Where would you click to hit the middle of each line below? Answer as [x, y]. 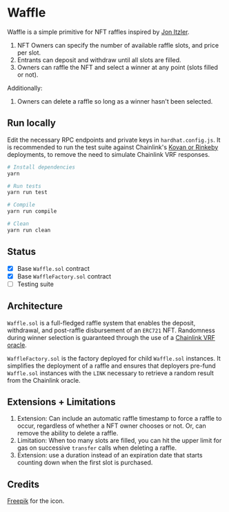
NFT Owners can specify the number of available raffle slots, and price [118, 45]
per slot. [29, 53]
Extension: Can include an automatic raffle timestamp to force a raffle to [119, 419]
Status [22, 252]
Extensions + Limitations [61, 402]
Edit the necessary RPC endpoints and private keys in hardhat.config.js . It [114, 140]
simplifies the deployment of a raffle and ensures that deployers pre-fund [111, 366]
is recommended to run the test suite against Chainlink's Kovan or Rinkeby [113, 147]
